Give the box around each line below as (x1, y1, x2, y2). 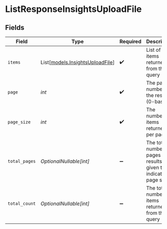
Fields (5, 23, 25, 32)
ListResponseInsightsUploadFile (5, 3, 142, 15)
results (146, 158, 163, 165)
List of (146, 46, 161, 53)
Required (119, 38, 142, 45)
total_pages (7, 158, 36, 164)
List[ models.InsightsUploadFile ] (40, 59, 115, 66)
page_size (7, 119, 31, 125)
